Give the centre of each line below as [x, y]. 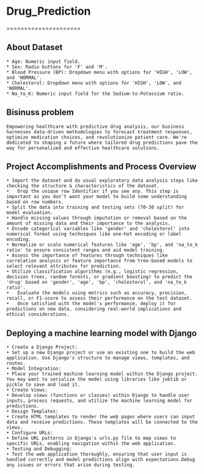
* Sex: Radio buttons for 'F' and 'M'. [57, 67]
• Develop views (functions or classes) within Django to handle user [98, 396]
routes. [16, 363]
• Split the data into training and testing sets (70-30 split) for [95, 207]
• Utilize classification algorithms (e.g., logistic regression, [93, 272]
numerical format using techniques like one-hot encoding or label [94, 234]
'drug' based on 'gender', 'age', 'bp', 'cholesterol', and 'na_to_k [97, 283]
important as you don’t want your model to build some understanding [97, 197]
